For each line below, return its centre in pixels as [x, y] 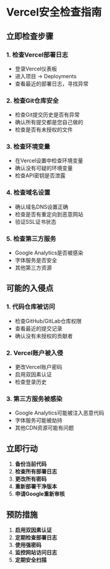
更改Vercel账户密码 [39, 367]
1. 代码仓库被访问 [31, 307]
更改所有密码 [30, 479]
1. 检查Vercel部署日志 [37, 54]
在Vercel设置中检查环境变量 [49, 161]
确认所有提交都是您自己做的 [49, 122]
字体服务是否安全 [36, 260]
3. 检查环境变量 [28, 147]
